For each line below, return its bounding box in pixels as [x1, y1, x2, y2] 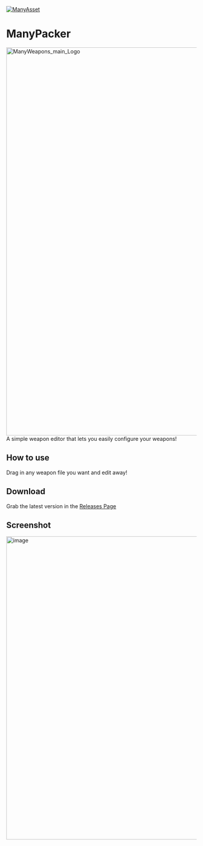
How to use [6, 452, 50, 463]
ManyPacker [6, 27, 71, 41]
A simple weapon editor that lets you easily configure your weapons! [6, 435, 177, 442]
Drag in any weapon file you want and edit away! [6, 469, 128, 476]
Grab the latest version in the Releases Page [6, 502, 117, 509]
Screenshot [6, 520, 51, 530]
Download [6, 486, 45, 497]
